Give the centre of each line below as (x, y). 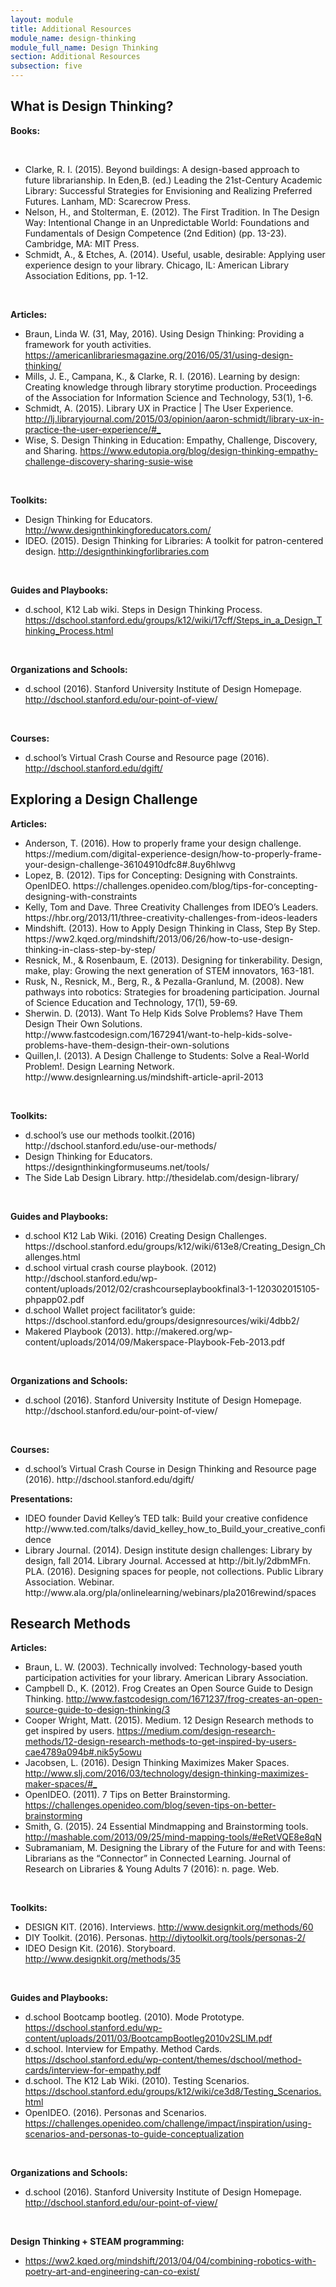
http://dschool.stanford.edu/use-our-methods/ (120, 1145)
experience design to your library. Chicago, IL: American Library (157, 265)
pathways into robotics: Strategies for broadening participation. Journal (172, 992)
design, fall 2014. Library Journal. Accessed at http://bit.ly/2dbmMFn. (167, 1560)
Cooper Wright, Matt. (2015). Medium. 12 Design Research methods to (169, 1720)
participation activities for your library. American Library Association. (166, 1678)
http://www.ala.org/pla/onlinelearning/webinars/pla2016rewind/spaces (170, 1592)
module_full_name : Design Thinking (84, 47)
